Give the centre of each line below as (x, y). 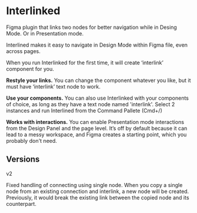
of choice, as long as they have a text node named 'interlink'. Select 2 (91, 104)
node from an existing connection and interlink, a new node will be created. (98, 191)
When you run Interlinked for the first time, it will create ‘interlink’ (85, 63)
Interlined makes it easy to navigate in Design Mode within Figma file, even (97, 45)
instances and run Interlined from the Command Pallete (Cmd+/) (84, 110)
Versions (23, 160)
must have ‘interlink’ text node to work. (53, 86)
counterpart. (21, 204)
